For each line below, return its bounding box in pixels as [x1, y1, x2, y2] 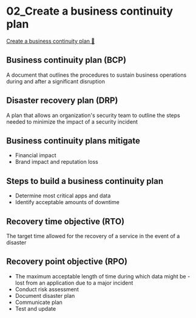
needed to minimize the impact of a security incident [6, 118, 138, 125]
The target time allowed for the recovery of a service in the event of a [6, 233, 180, 239]
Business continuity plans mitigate [6, 135, 141, 146]
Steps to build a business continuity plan [6, 175, 164, 186]
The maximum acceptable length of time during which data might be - [15, 272, 191, 280]
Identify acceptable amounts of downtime [15, 199, 120, 206]
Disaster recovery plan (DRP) [6, 96, 118, 106]
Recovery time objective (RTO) [6, 216, 125, 227]
